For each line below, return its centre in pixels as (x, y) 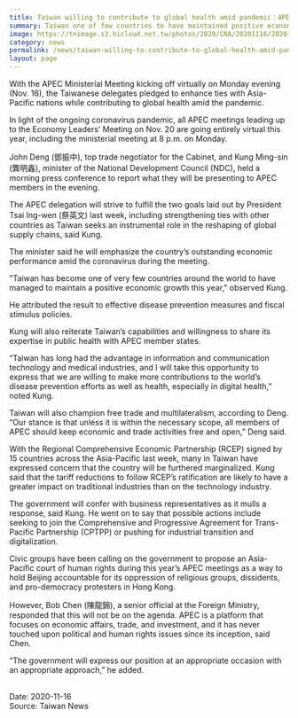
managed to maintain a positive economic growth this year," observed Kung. (149, 288)
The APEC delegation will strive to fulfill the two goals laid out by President (145, 204)
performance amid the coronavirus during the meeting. (110, 261)
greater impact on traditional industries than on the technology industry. (141, 487)
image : (21, 34)
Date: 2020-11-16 (40, 696)
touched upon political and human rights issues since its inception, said (140, 634)
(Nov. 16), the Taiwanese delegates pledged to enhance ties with (127, 93)
